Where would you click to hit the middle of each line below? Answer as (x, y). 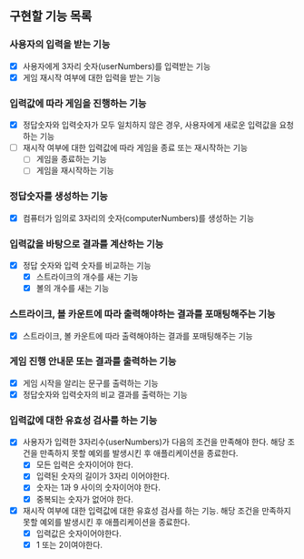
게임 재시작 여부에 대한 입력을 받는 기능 (92, 77)
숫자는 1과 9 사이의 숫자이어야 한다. (98, 488)
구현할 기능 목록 (51, 16)
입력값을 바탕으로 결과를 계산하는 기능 (87, 244)
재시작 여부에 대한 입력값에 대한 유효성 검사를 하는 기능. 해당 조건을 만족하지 (157, 510)
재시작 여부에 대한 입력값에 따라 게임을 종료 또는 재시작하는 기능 (135, 147)
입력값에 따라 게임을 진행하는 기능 (78, 103)
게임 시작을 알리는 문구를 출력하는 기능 (90, 383)
